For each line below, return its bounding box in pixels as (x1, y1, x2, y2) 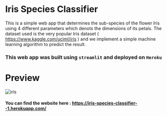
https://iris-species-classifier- (72, 100, 137, 106)
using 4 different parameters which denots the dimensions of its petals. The (5, 25, 162, 31)
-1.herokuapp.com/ (5, 105, 47, 111)
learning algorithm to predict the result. (5, 41, 86, 47)
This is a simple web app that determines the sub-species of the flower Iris (5, 20, 160, 26)
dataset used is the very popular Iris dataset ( (5, 30, 99, 36)
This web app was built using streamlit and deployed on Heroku (5, 53, 162, 60)
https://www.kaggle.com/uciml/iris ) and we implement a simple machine (5, 36, 156, 42)
